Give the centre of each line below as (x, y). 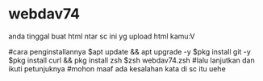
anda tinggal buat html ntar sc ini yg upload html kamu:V (102, 36)
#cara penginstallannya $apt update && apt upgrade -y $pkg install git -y (130, 51)
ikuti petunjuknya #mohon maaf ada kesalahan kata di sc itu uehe (117, 68)
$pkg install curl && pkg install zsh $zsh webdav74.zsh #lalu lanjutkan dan (132, 60)
